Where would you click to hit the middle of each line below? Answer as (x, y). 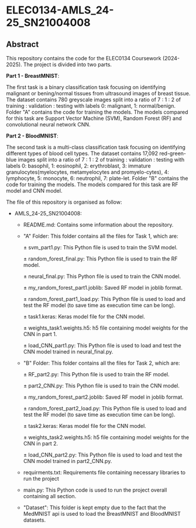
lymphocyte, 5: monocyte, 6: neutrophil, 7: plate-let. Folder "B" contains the (97, 178)
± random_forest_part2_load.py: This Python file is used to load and (105, 408)
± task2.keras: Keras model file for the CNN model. (85, 426)
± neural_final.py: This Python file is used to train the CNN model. (102, 276)
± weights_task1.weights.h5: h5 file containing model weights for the (106, 328)
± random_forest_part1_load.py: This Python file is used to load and (104, 299)
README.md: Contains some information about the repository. (98, 225)
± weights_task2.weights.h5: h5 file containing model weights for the (106, 437)
